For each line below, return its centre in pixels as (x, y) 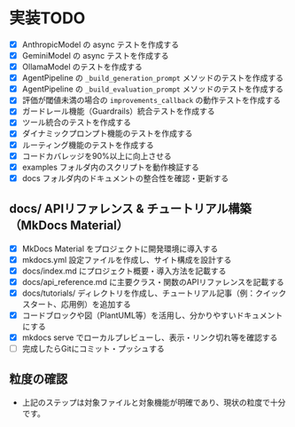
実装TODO (47, 18)
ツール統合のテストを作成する (76, 123)
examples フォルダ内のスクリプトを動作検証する (110, 167)
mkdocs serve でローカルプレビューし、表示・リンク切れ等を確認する (150, 337)
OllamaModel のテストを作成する (82, 67)
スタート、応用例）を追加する (76, 304)
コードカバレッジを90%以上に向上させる (97, 155)
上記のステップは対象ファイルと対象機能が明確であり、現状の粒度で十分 (154, 402)
